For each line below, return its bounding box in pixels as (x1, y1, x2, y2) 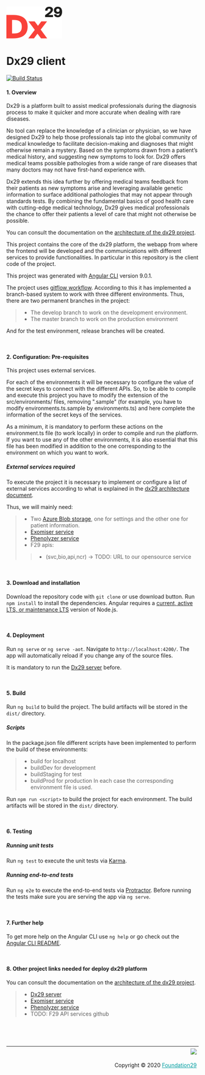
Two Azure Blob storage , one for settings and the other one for (30, 515, 189, 522)
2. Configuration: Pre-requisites (6, 353, 90, 360)
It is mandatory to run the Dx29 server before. (6, 663, 122, 671)
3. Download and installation (6, 579, 81, 586)
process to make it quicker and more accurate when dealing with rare (6, 108, 181, 116)
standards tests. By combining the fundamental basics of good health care (6, 197, 194, 205)
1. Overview (6, 88, 37, 96)
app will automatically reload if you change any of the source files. (6, 652, 173, 659)
